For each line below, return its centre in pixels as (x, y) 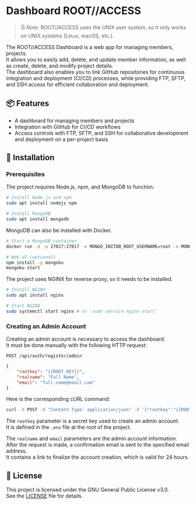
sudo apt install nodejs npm (41, 203)
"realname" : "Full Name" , (48, 377)
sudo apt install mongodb (37, 219)
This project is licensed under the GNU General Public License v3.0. (87, 490)
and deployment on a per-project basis (61, 139)
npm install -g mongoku (35, 262)
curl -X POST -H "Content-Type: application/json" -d (73, 410)
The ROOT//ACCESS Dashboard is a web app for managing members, (90, 47)
